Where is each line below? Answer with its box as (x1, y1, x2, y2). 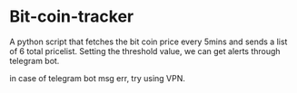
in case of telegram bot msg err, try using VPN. (9, 72, 186, 83)
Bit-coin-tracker (9, 6, 134, 27)
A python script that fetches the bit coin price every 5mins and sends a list (9, 36, 288, 47)
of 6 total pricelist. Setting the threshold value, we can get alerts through (9, 45, 281, 56)
